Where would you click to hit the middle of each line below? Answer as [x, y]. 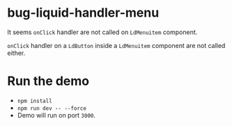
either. [16, 53]
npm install [34, 101]
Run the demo [48, 81]
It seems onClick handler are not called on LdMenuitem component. [102, 32]
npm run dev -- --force [52, 108]
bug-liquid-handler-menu [83, 13]
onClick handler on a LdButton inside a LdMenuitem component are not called [116, 45]
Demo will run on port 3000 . [56, 115]
